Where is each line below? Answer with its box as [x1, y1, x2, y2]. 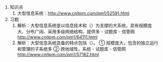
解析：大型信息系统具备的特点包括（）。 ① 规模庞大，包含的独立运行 [17, 40, 159, 45]
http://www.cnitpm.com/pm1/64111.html [17, 34, 98, 40]
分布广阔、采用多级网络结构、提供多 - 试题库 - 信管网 [26, 29, 135, 34]
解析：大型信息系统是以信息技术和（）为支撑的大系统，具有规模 [17, 22, 148, 28]
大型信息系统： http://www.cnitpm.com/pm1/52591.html [17, 10, 130, 16]
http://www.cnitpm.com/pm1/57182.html [17, 52, 99, 57]
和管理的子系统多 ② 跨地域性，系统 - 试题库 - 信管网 [17, 46, 126, 52]
